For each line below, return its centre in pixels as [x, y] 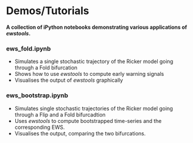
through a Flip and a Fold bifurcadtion [60, 114]
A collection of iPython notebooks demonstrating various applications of [97, 27]
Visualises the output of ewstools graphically [69, 80]
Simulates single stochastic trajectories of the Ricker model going [94, 108]
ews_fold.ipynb [28, 48]
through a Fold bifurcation [46, 68]
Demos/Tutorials [48, 11]
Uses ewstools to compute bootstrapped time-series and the [88, 121]
